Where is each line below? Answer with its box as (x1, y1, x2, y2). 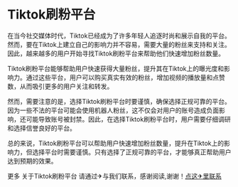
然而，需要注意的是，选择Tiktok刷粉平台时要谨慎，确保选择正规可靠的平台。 (7, 97, 231, 105)
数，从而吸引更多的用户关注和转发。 (7, 82, 114, 90)
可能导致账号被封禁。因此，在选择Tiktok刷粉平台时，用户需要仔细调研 (26, 114, 231, 123)
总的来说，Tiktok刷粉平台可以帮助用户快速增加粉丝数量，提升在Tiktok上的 (7, 139, 225, 147)
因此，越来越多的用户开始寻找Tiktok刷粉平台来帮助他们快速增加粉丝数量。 (7, 49, 225, 58)
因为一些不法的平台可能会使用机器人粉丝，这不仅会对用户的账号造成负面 (7, 106, 219, 114)
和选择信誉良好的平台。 (7, 124, 76, 132)
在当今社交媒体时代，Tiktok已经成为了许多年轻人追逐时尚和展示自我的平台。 (7, 31, 231, 40)
